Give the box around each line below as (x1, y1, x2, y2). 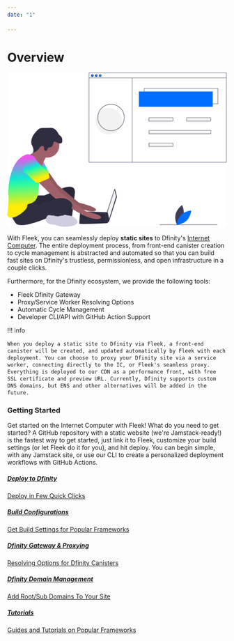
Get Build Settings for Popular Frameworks (7, 525, 130, 534)
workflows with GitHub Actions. (7, 458, 98, 467)
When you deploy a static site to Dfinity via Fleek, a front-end (7, 340, 204, 348)
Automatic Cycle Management (17, 305, 104, 314)
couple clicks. (7, 263, 47, 272)
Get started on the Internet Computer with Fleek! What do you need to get (7, 422, 219, 430)
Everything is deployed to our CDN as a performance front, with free (7, 368, 217, 376)
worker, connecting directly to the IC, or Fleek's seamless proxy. (7, 361, 210, 369)
